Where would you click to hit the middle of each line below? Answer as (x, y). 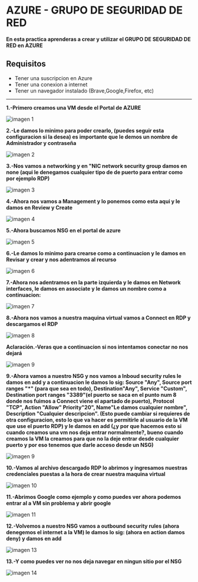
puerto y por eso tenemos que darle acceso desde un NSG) (80, 445)
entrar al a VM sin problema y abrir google (59, 503)
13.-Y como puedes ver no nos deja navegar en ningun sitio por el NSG (94, 561)
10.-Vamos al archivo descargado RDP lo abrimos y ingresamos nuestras (97, 468)
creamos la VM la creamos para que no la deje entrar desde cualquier (93, 438)
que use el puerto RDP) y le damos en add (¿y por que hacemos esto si (94, 426)
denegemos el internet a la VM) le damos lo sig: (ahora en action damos (95, 532)
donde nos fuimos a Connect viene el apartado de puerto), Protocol (90, 401)
